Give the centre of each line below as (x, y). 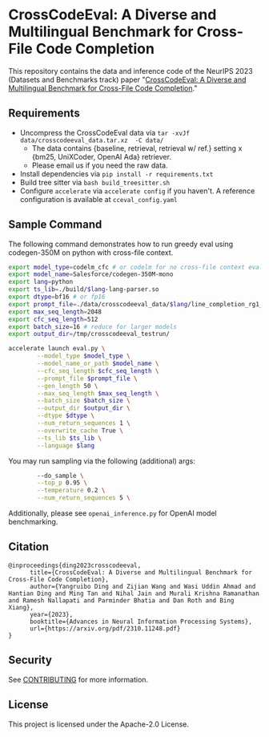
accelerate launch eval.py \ (57, 349)
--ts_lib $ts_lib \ (70, 438)
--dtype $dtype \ (66, 416)
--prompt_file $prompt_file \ (87, 379)
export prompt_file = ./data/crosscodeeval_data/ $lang (98, 304)
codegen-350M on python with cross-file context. (91, 252)
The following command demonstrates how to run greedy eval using (121, 244)
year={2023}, (51, 614)
